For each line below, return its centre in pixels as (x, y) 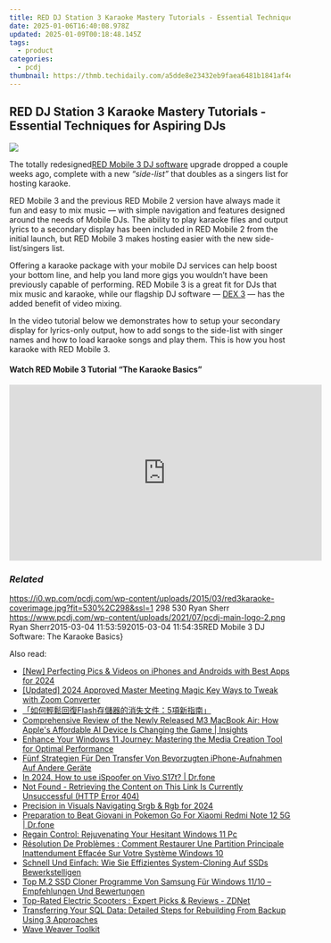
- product (35, 51)
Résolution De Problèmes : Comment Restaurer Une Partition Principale (153, 844)
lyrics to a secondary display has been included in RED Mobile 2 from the (144, 229)
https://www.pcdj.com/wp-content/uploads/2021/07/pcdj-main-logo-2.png (147, 618)
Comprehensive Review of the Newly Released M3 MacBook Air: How (150, 720)
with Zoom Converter (61, 700)
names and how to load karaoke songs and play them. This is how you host (147, 340)
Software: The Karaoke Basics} (66, 636)
